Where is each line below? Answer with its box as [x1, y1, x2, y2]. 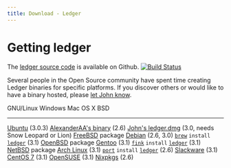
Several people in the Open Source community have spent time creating [7, 76, 211, 84]
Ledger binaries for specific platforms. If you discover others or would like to [7, 83, 224, 92]
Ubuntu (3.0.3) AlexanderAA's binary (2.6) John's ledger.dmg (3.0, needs [7, 123, 214, 132]
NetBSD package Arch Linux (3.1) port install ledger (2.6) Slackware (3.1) [7, 145, 218, 154]
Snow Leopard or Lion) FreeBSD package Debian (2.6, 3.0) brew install [7, 131, 211, 139]
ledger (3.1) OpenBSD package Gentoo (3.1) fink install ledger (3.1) [7, 138, 201, 147]
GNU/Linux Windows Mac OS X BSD [7, 104, 110, 112]
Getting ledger [7, 39, 91, 55]
